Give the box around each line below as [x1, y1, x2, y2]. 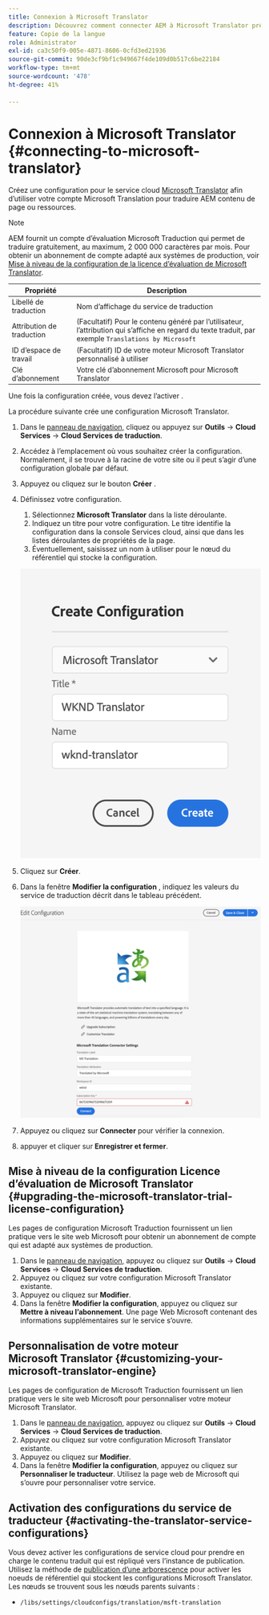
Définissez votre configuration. [19, 495, 122, 504]
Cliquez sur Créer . [19, 867, 82, 876]
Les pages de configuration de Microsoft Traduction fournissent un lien [8, 1385, 243, 1395]
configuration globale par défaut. [19, 463, 130, 473]
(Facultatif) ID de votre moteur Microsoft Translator [76, 345, 245, 355]
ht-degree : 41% [8, 80, 59, 88]
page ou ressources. [8, 202, 77, 212]
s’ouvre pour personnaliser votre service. [19, 1478, 156, 1487]
